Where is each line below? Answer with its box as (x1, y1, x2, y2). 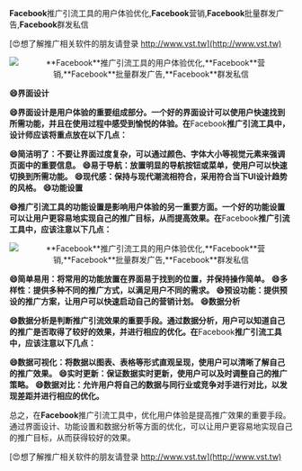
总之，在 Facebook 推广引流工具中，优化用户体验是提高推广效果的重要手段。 (9, 410, 291, 421)
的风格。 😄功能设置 (9, 183, 84, 193)
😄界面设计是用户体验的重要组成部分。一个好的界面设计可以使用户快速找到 (9, 107, 286, 117)
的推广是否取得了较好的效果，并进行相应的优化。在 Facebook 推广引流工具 (9, 327, 282, 337)
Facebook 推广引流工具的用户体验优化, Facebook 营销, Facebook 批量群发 (9, 8, 277, 18)
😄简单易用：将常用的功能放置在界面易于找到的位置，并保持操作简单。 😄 (9, 274, 280, 284)
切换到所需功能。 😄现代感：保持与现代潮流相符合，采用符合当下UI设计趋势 (9, 171, 288, 182)
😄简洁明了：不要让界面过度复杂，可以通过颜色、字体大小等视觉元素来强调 (9, 149, 286, 159)
